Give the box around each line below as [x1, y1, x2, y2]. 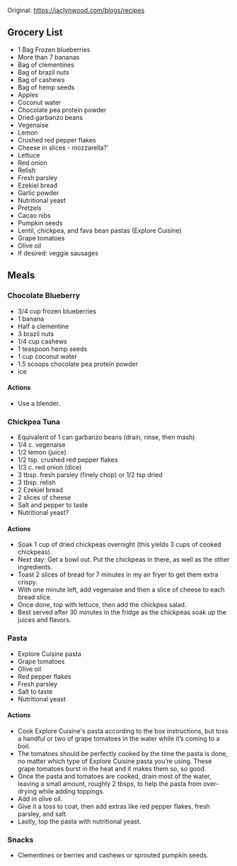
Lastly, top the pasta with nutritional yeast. [17, 817, 141, 826]
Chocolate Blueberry [7, 291, 81, 301]
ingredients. [17, 563, 53, 572]
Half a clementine [17, 322, 69, 331]
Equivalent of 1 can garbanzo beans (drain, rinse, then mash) [17, 433, 195, 441]
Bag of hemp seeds [17, 83, 75, 91]
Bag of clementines [17, 60, 74, 69]
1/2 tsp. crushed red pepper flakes [17, 455, 118, 464]
